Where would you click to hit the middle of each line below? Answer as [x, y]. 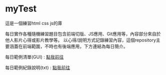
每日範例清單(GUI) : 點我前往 [34, 57]
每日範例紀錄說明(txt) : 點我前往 [38, 67]
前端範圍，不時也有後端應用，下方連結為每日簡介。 [75, 46]
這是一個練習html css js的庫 [34, 23]
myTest [21, 9]
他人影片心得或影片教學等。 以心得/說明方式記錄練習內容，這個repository [81, 40]
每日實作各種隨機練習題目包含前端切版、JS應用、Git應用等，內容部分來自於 [83, 33]
